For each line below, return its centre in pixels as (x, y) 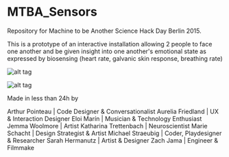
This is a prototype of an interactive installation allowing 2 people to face (110, 44)
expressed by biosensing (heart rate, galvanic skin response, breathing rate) (115, 58)
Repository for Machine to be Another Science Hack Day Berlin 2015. (104, 31)
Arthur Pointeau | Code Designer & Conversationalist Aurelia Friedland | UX (113, 111)
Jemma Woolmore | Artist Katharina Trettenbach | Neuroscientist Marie (107, 126)
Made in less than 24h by (43, 98)
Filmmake (21, 147)
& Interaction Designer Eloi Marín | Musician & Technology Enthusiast (105, 118)
